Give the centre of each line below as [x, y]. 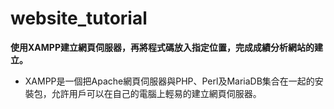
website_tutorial [79, 18]
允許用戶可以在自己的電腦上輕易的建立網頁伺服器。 [156, 93]
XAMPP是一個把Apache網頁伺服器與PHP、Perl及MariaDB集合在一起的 [169, 81]
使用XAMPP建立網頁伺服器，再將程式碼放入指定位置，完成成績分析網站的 [162, 47]
